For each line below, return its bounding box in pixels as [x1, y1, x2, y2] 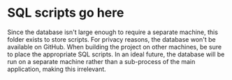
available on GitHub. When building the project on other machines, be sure [7, 42, 222, 51]
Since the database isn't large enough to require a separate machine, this [7, 28, 219, 36]
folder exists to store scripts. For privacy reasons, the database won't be [7, 35, 217, 43]
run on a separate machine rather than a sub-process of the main [7, 57, 196, 65]
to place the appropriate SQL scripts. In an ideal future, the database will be [7, 50, 225, 58]
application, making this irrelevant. [7, 65, 106, 73]
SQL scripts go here [7, 5, 124, 21]
